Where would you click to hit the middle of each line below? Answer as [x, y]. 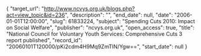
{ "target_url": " [25, 9]
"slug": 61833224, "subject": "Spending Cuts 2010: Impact [122, 21]
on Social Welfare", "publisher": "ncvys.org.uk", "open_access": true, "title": [101, 27]
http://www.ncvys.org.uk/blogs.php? [89, 9]
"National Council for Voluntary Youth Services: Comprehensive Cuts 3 [94, 34]
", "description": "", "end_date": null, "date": [119, 15]
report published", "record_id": [44, 40]
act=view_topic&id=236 [36, 15]
